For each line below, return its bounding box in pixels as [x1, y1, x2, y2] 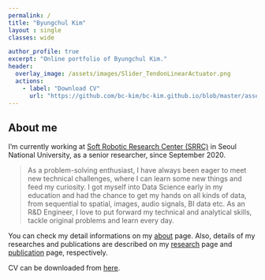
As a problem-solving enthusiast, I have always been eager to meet [27, 166, 247, 175]
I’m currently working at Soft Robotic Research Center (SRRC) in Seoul [8, 142, 237, 151]
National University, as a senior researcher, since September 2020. [8, 151, 226, 160]
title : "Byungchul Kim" [8, 19, 87, 27]
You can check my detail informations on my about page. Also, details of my [8, 231, 256, 241]
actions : [15, 77, 44, 85]
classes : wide [8, 33, 55, 42]
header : [8, 62, 34, 71]
